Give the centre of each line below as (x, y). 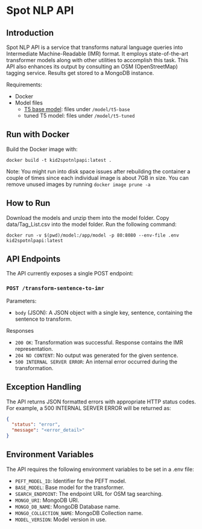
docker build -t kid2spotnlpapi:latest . (59, 160)
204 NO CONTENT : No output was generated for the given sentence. (96, 355)
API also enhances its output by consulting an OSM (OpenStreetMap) (92, 66)
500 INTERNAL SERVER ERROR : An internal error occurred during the (96, 361)
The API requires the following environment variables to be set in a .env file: (100, 469)
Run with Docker (38, 134)
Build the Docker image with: (42, 149)
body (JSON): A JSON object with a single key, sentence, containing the (104, 312)
